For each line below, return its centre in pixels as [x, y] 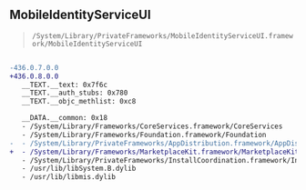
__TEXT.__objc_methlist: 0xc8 [79, 102]
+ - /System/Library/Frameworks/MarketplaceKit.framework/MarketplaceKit [154, 152]
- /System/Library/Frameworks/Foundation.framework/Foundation [144, 135]
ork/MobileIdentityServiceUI [87, 44]
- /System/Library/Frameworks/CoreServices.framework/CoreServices [152, 126]
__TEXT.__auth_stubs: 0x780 [75, 93]
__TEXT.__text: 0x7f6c [64, 85]
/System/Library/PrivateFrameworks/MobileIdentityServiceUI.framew [162, 35]
